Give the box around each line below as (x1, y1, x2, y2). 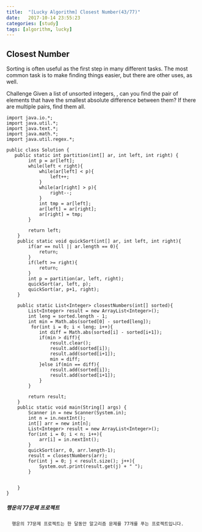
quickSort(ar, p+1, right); (28, 286, 99, 293)
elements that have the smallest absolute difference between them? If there (6, 96, 197, 104)
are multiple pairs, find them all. (6, 103, 86, 110)
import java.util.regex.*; (6, 136, 75, 143)
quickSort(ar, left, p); (28, 281, 92, 287)
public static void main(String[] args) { (17, 405, 127, 411)
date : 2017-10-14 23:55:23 (6, 15, 81, 21)
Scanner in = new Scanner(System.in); (28, 410, 127, 416)
